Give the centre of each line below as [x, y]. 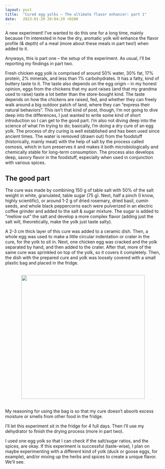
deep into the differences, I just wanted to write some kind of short [73, 115]
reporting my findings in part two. [39, 64]
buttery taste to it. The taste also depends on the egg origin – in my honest [81, 84]
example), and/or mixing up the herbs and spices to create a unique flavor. [81, 457]
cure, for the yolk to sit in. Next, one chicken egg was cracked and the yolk [81, 242]
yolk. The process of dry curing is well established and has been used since [82, 131]
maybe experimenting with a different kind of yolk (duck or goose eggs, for [82, 452]
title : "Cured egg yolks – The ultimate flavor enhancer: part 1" [76, 14]
